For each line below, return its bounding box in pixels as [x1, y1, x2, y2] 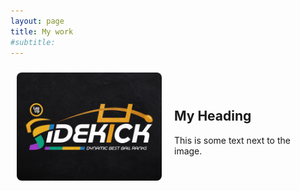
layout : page [10, 16, 65, 26]
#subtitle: [10, 37, 56, 47]
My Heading [174, 108, 252, 125]
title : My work [10, 26, 74, 37]
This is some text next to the [174, 134, 291, 146]
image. [174, 145, 203, 157]
